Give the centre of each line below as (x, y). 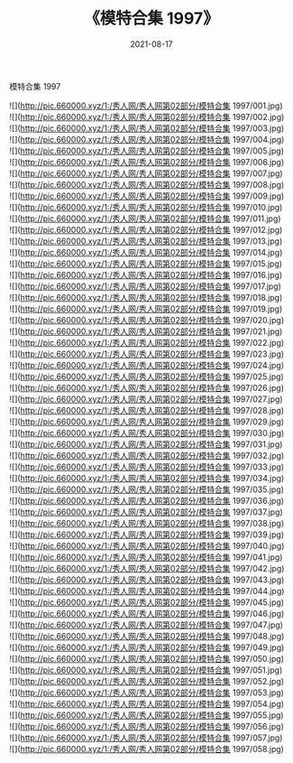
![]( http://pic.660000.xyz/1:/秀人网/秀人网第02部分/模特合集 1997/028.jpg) (147, 410)
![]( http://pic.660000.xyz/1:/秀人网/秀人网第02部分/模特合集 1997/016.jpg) (146, 274)
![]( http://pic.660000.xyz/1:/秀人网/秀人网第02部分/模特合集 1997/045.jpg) (147, 602)
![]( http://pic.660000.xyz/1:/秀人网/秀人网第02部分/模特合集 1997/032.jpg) (147, 455)
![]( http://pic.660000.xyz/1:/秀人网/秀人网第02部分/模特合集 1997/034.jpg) (147, 478)
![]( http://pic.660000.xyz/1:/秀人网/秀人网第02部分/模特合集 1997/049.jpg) (147, 647)
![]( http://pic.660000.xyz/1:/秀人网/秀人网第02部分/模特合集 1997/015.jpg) (146, 264)
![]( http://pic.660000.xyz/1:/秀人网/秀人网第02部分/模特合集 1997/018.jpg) (146, 297)
